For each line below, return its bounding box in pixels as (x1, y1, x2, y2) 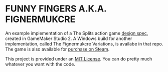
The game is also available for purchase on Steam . (5, 46, 110, 52)
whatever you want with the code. (5, 61, 75, 67)
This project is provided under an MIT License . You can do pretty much (5, 55, 152, 61)
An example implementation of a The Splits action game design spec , (5, 30, 148, 36)
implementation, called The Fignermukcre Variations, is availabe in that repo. (5, 40, 163, 46)
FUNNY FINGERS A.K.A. (5, 3, 107, 14)
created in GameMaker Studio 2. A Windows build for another (5, 35, 132, 41)
